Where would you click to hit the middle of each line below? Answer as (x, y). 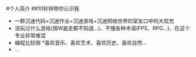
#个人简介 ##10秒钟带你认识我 (43, 8)
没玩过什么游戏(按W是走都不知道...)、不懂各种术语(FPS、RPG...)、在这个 (102, 28)
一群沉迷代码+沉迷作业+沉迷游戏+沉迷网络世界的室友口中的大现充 (94, 21)
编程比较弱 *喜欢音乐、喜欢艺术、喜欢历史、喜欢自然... (80, 43)
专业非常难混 (30, 35)
